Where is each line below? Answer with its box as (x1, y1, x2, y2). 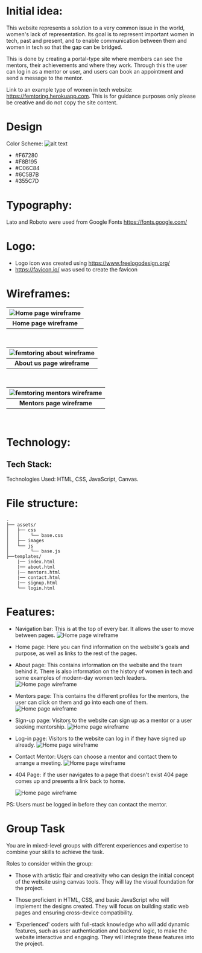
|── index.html (17, 559, 55, 565)
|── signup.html (17, 580, 58, 586)
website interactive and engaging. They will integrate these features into (14, 933, 195, 940)
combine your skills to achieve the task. (6, 848, 104, 855)
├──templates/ (6, 553, 42, 559)
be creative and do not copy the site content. (6, 98, 118, 106)
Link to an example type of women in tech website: (6, 86, 133, 93)
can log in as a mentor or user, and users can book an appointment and (6, 68, 184, 75)
